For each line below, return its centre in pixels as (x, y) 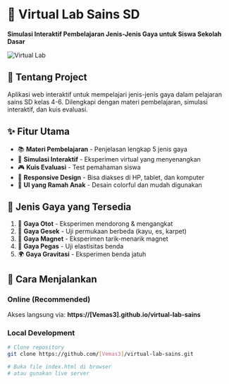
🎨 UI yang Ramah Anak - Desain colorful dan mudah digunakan (110, 185)
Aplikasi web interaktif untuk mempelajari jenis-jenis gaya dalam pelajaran (114, 94)
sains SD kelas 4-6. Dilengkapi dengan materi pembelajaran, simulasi (107, 102)
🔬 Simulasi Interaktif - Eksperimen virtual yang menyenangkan (109, 159)
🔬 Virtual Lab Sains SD (74, 14)
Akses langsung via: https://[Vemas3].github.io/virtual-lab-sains (104, 315)
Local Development (41, 332)
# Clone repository (36, 348)
